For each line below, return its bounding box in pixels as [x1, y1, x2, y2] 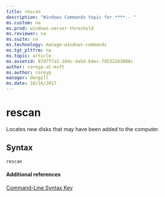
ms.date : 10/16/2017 [6, 81, 57, 87]
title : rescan [6, 8, 41, 15]
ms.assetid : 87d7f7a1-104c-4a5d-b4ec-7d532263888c [6, 58, 134, 64]
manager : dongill [6, 75, 49, 81]
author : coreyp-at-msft [6, 63, 65, 70]
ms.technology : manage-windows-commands [6, 42, 108, 48]
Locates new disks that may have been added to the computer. [6, 125, 160, 132]
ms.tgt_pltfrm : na [6, 47, 51, 53]
